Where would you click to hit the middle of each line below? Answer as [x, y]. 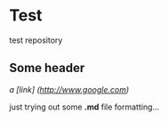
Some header [47, 68]
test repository [36, 40]
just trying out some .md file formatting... [84, 107]
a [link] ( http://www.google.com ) [69, 89]
